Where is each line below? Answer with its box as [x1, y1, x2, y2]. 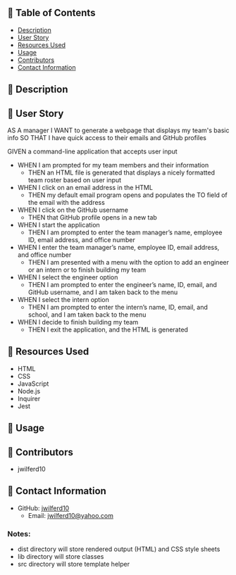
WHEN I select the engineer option [17, 273, 118, 282]
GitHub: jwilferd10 [17, 504, 70, 512]
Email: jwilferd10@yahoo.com [27, 511, 114, 519]
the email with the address [27, 198, 106, 207]
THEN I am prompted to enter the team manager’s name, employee [27, 228, 223, 236]
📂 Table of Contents [7, 7, 96, 19]
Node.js [17, 386, 41, 395]
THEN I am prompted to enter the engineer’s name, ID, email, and [27, 281, 217, 289]
